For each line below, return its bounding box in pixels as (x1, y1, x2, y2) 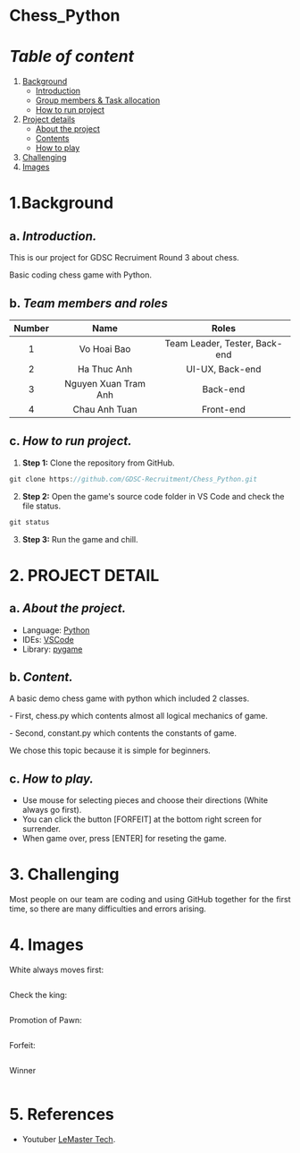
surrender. (21, 824, 61, 834)
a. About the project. (9, 601, 127, 616)
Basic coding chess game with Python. (9, 269, 153, 280)
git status (9, 517, 50, 526)
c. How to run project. (9, 433, 132, 448)
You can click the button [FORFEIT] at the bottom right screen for (21, 814, 262, 824)
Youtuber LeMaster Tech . (21, 1133, 116, 1144)
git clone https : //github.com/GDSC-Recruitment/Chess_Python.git (9, 474, 257, 483)
